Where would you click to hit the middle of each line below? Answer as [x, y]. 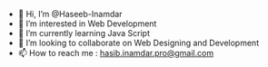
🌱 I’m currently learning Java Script [84, 33]
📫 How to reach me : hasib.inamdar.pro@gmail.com [116, 53]
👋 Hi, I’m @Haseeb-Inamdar [70, 14]
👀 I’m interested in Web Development [87, 24]
